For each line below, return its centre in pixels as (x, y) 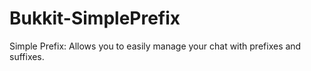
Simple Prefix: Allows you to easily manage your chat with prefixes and (155, 46)
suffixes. (27, 56)
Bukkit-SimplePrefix (95, 18)
